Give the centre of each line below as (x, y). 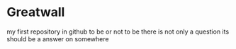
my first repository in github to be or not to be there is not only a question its (118, 31)
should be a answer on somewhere (58, 38)
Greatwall (36, 12)
